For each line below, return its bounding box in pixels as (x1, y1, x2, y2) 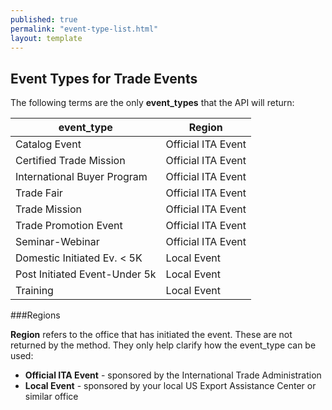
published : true (10, 14, 78, 25)
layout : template (10, 33, 83, 43)
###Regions (10, 309, 61, 321)
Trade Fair (15, 186, 63, 200)
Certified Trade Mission (15, 154, 126, 168)
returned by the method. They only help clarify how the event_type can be (10, 339, 317, 351)
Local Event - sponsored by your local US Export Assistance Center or (24, 380, 317, 392)
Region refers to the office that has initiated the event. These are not (10, 329, 293, 341)
